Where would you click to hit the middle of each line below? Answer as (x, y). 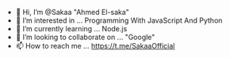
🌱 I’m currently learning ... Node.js (71, 29)
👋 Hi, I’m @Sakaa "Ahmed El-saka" (72, 12)
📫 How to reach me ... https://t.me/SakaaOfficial (95, 46)
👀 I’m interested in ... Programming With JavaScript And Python (119, 20)
